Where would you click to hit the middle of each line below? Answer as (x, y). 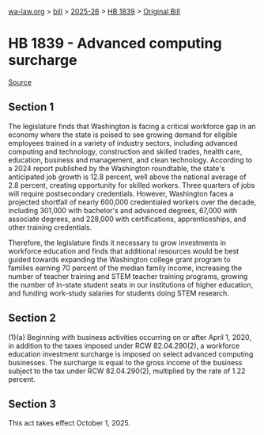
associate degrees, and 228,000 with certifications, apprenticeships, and (127, 219)
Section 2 (32, 318)
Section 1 (31, 107)
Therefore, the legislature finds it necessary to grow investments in (117, 242)
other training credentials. (50, 227)
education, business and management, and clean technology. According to (130, 160)
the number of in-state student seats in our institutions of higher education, (131, 284)
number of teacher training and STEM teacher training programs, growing (128, 276)
